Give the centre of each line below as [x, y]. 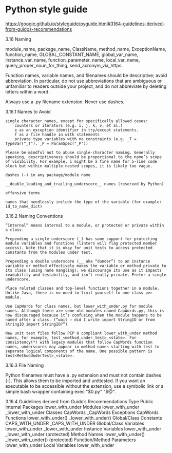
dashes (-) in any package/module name [48, 175]
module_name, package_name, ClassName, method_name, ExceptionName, [86, 49]
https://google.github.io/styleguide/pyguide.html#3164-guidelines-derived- [85, 24]
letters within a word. [27, 91]
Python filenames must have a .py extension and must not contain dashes [83, 375]
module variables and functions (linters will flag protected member [81, 243]
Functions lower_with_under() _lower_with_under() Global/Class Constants [84, 418]
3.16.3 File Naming [25, 365]
